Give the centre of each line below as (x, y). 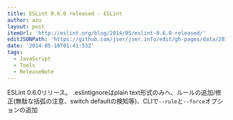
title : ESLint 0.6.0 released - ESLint (65, 14)
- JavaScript (32, 59)
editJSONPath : (28, 40)
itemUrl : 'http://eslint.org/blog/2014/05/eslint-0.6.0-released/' (107, 33)
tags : (15, 53)
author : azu (24, 20)
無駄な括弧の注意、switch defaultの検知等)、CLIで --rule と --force (111, 101)
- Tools (25, 65)
